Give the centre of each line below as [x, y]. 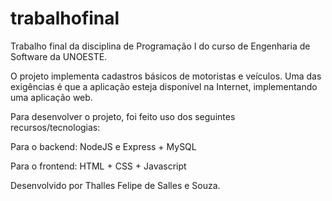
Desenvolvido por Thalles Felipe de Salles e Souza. [115, 185]
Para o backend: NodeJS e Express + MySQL [103, 146]
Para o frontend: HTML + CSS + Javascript [98, 166]
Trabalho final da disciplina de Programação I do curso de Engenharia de [160, 46]
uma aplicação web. [51, 97]
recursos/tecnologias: [55, 127]
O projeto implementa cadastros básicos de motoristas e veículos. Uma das [166, 76]
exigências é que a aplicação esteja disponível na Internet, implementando [164, 86]
